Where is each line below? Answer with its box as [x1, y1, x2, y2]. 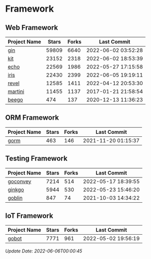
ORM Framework [5, 114, 59, 122]
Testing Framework [5, 154, 68, 163]
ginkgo [8, 186, 24, 193]
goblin [8, 194, 23, 201]
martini [8, 88, 24, 95]
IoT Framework [5, 211, 54, 220]
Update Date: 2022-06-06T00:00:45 [5, 248, 82, 254]
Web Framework [5, 23, 58, 32]
